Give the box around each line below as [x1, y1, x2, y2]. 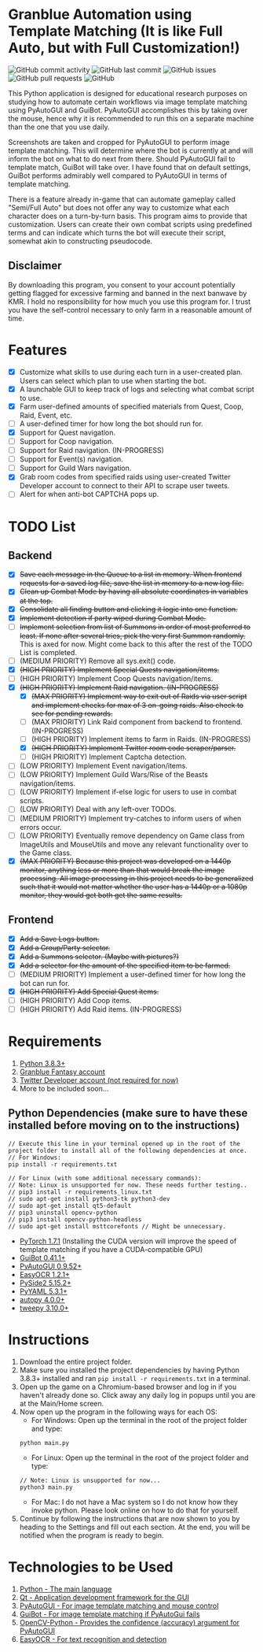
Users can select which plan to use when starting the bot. [19, 376, 206, 385]
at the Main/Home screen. [19, 1398, 104, 1408]
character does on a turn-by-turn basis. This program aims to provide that [8, 211, 247, 220]
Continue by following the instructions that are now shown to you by [19, 1513, 240, 1523]
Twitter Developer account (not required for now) [19, 1075, 179, 1084]
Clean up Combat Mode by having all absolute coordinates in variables [19, 587, 249, 596]
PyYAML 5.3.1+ [19, 1286, 68, 1296]
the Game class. [19, 848, 72, 857]
